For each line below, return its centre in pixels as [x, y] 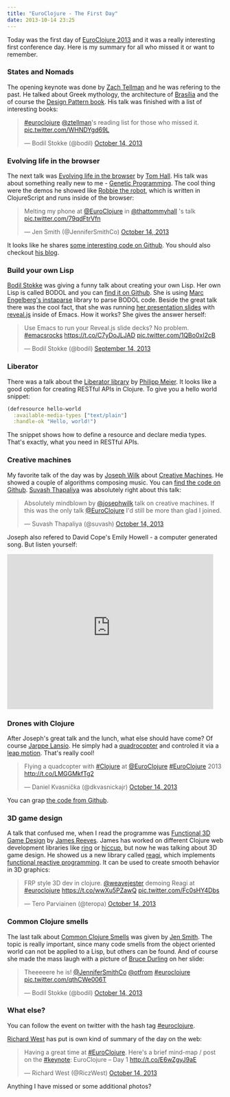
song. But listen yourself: [42, 544]
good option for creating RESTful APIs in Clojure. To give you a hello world [112, 389]
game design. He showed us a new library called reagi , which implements [111, 855]
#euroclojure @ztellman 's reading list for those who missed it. [111, 122]
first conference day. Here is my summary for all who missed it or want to [111, 47]
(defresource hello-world [44, 409]
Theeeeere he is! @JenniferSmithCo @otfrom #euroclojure [107, 972]
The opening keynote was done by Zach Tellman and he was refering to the [114, 87]
